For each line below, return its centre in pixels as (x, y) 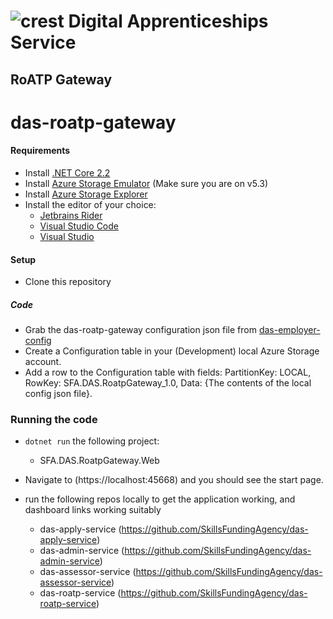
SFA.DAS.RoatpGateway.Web (99, 461)
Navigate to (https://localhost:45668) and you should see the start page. (174, 480)
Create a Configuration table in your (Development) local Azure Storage (172, 351)
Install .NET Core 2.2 (67, 172)
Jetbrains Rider (71, 215)
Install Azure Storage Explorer (86, 194)
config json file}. (58, 394)
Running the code (54, 420)
